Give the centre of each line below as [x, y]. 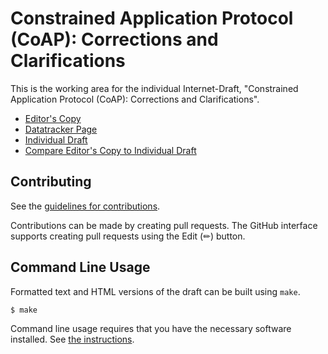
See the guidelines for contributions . [85, 206]
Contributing [51, 182]
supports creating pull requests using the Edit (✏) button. [128, 236]
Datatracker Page [61, 129]
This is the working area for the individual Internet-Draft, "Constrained [154, 88]
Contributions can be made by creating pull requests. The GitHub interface [164, 225]
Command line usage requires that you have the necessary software [151, 329]
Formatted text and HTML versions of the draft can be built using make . [155, 291]
